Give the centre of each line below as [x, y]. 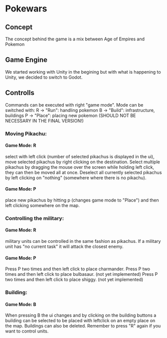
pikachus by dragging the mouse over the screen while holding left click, [80, 167]
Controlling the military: [35, 218]
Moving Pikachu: [26, 133]
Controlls [20, 93]
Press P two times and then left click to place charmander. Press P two [78, 269]
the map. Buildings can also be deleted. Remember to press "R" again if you [83, 326]
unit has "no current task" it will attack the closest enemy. [64, 246]
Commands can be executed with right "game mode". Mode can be [74, 105]
